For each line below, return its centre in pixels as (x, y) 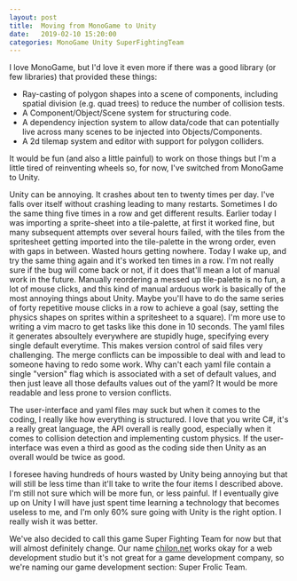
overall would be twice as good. (67, 458)
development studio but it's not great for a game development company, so (147, 558)
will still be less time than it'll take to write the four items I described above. (146, 484)
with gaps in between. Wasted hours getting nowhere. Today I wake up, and (148, 251)
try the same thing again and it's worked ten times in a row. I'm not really (142, 261)
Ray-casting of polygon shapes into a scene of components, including (150, 94)
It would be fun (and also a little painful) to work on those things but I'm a (143, 159)
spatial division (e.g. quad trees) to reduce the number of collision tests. (153, 104)
